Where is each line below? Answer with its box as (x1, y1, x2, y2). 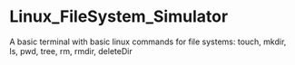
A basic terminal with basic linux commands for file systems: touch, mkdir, (9, 36, 287, 47)
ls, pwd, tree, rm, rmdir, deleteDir (9, 45, 133, 56)
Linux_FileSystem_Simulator (9, 6, 229, 27)
